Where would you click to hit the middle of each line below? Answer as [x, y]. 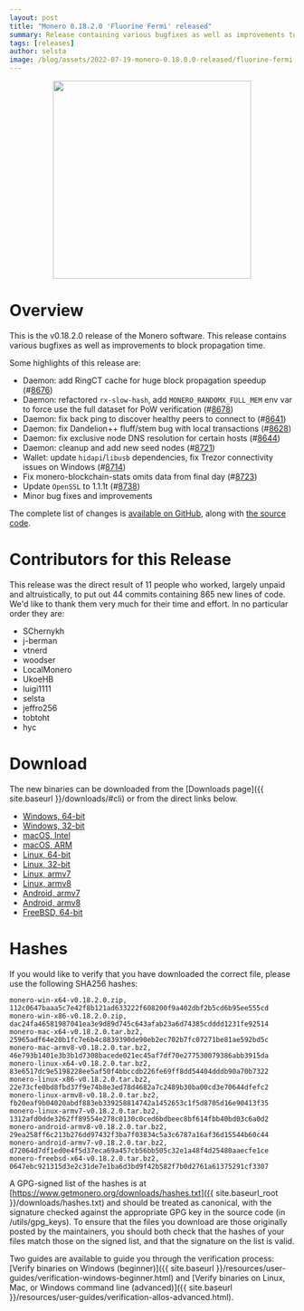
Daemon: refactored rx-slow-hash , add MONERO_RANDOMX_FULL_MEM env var [157, 399]
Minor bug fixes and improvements [87, 495]
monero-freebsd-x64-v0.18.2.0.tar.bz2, [85, 1158]
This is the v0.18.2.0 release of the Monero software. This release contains [148, 335]
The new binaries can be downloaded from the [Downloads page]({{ [137, 789]
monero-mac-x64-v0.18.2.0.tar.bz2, [76, 1032]
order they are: [37, 613]
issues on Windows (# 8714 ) [74, 466]
